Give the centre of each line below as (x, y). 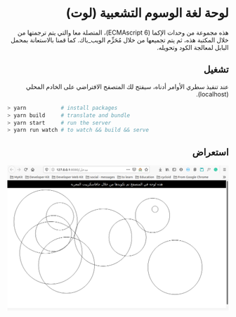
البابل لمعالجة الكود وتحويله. (193, 47)
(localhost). (212, 94)
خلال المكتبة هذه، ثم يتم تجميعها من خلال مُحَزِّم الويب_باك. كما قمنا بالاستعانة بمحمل (119, 39)
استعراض (210, 152)
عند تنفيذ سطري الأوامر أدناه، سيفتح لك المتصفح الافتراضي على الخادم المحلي (127, 87)
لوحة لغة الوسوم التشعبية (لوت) (147, 13)
